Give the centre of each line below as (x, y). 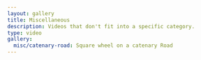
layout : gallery (31, 13)
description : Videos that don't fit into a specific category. (101, 26)
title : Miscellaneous (39, 20)
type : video (24, 33)
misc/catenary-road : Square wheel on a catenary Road (93, 46)
